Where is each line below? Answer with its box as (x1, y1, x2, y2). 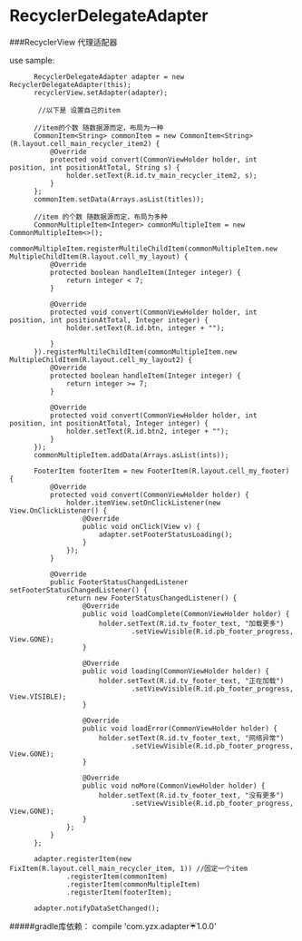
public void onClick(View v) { (82, 522, 201, 531)
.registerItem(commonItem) (66, 872, 169, 881)
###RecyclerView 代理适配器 (9, 36, 118, 47)
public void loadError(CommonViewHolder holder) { (82, 723, 278, 733)
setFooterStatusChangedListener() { (9, 585, 148, 594)
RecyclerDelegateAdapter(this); (9, 80, 132, 89)
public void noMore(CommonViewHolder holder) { (82, 781, 266, 790)
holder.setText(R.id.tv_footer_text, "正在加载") (98, 676, 285, 685)
